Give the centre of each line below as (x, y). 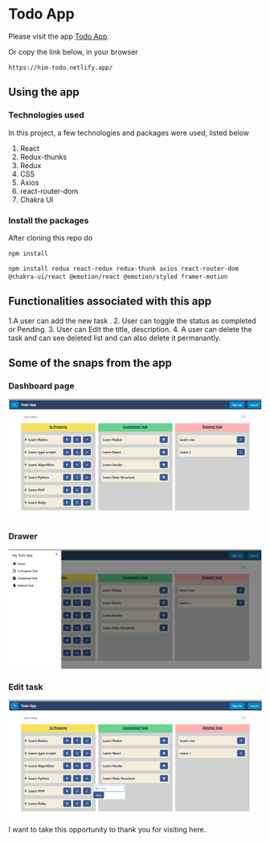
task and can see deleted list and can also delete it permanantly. (115, 338)
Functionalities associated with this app (110, 301)
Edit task (26, 687)
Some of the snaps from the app (90, 363)
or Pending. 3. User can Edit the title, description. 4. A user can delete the (130, 329)
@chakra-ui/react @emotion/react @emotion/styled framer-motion (118, 277)
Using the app (44, 92)
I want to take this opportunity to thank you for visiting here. (107, 830)
